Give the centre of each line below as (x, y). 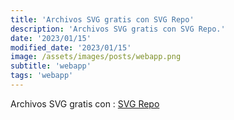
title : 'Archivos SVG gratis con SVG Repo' (102, 19)
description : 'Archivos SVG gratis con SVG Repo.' (118, 29)
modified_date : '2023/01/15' (71, 47)
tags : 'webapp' (42, 76)
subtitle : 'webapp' (51, 66)
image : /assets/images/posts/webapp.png (96, 57)
